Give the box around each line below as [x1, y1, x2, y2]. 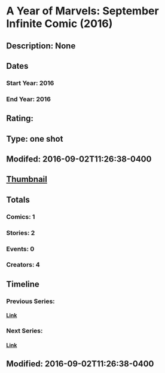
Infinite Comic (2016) [6, 17, 113, 30]
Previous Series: [6, 297, 55, 305]
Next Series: [6, 327, 43, 335]
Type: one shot [6, 133, 63, 144]
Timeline [6, 279, 40, 289]
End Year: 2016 [6, 94, 51, 103]
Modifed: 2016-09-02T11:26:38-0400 [6, 154, 152, 164]
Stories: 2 [6, 228, 35, 237]
